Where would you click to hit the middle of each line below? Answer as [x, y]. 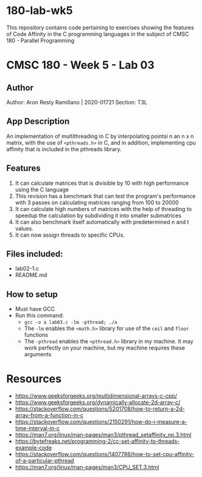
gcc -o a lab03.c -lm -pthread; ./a [71, 323]
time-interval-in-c [37, 428]
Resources [34, 379]
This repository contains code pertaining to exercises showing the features [100, 27]
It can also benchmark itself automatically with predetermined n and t [102, 222]
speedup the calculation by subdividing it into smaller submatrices [98, 215]
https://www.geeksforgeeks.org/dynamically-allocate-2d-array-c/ [98, 403]
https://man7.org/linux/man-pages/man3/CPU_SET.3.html [87, 467]
